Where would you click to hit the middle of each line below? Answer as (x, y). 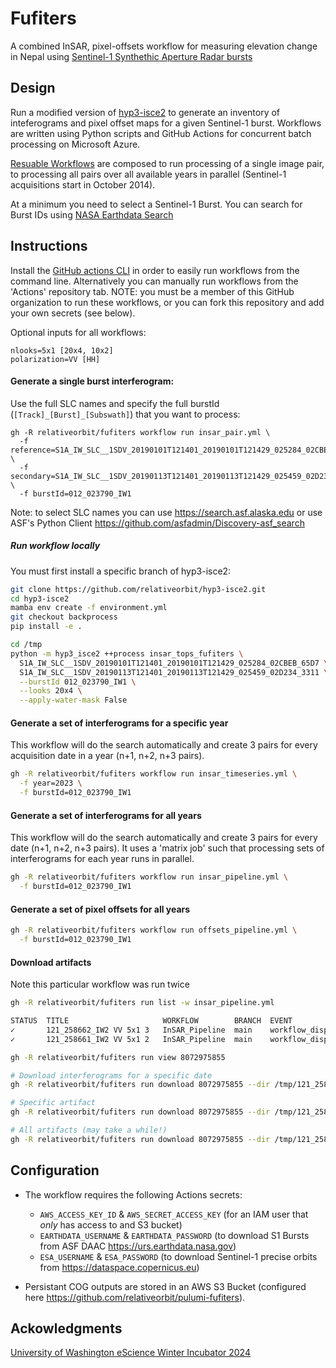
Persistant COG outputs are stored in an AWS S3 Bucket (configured (165, 1286)
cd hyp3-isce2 (40, 598)
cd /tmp (26, 645)
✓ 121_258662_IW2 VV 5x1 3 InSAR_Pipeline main (131, 1030)
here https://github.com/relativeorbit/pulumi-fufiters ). (135, 1297)
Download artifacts (51, 962)
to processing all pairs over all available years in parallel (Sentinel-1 (148, 174)
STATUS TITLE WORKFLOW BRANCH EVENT (151, 1021)
